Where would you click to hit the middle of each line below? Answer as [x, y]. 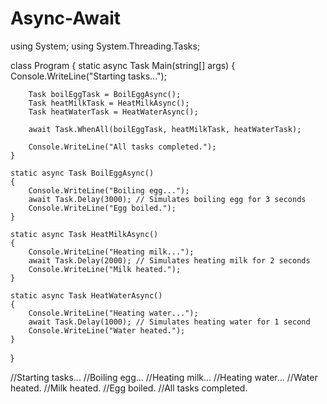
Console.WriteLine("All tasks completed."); [122, 147]
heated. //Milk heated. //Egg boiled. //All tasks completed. [129, 388]
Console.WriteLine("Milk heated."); [105, 269]
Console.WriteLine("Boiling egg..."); [109, 190]
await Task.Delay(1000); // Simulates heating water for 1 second [169, 322]
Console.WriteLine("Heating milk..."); [111, 252]
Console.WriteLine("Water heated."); [107, 330]
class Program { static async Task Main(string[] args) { [123, 65]
